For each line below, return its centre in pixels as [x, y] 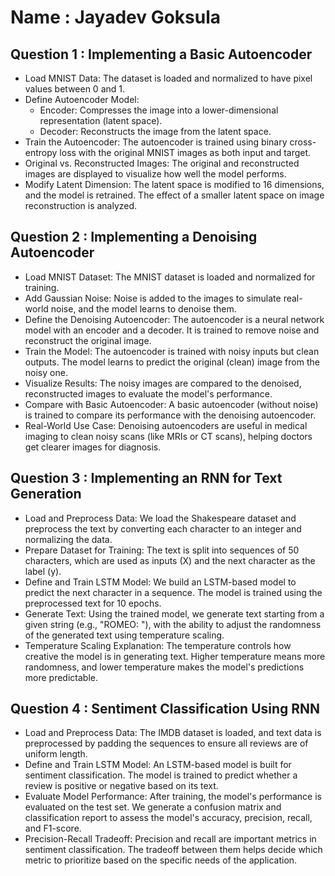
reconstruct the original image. [88, 340]
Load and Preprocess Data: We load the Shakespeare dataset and [160, 518]
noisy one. [46, 372]
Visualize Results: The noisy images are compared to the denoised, [163, 383]
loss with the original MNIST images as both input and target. [185, 152]
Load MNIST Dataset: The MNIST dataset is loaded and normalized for [170, 277]
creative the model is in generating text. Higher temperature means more [175, 656]
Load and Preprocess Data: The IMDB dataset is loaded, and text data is [173, 733]
